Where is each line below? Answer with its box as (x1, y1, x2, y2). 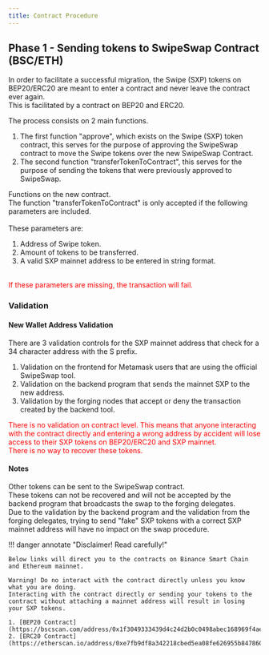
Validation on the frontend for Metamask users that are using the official (19, 362, 258, 372)
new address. (19, 388, 66, 397)
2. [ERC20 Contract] (8, 632, 78, 641)
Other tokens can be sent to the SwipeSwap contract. (8, 481, 186, 491)
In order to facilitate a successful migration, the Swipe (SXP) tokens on (8, 75, 242, 85)
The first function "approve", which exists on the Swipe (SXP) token (19, 131, 243, 141)
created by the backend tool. (19, 404, 115, 414)
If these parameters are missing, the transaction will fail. (8, 280, 194, 290)
